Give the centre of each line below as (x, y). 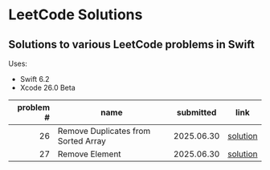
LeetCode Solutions (76, 15)
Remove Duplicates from (104, 131)
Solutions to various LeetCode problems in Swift (131, 45)
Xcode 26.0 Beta (48, 87)
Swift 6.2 (35, 79)
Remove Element (90, 154)
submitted (196, 112)
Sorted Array (82, 141)
